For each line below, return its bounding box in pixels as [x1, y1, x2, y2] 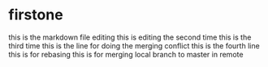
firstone [8, 6, 63, 24]
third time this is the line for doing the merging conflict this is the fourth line [8, 40, 260, 50]
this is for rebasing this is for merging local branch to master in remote [8, 49, 244, 59]
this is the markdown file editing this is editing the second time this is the [8, 32, 252, 42]
